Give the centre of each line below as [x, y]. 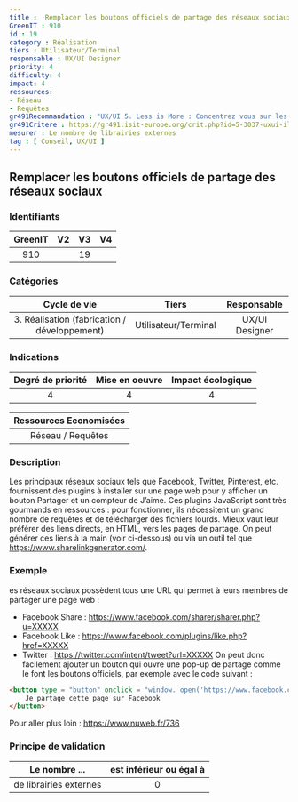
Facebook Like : [51, 636]
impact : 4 [27, 84]
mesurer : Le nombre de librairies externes [93, 133]
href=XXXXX [45, 645]
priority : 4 [31, 68]
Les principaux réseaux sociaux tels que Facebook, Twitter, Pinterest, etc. [144, 482]
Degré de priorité [51, 381]
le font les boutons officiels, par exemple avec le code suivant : [137, 673]
